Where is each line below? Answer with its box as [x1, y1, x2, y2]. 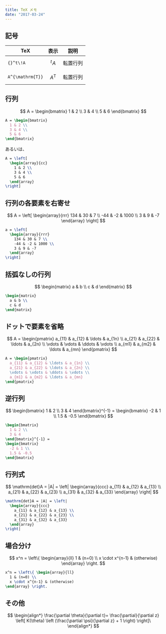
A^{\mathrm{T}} [7, 74, 44, 80]
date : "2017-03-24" [5, 12, 46, 17]
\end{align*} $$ [67, 623, 100, 629]
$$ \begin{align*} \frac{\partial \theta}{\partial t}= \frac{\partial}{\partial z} [7, 613, 160, 619]
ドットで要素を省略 [5, 322, 64, 330]
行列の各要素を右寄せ [5, 199, 70, 207]
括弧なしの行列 [5, 270, 51, 279]
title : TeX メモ [5, 7, 37, 12]
